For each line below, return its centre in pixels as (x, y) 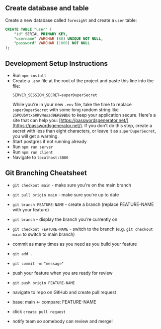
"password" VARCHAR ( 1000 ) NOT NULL (52, 43)
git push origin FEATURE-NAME (44, 283)
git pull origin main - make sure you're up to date (66, 194)
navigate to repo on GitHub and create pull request (64, 292)
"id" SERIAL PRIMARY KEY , (41, 34)
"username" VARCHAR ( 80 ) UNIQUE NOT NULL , (59, 39)
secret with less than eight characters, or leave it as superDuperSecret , (84, 131)
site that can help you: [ (37, 120)
